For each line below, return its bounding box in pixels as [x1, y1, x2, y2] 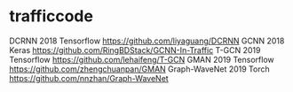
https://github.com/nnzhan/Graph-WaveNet [9, 73, 169, 83]
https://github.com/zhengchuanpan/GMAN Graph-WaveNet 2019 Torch [9, 64, 271, 74]
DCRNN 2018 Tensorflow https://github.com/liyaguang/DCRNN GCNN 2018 [9, 35, 285, 46]
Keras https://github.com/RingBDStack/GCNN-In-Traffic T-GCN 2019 [9, 44, 261, 55]
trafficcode [9, 6, 93, 27]
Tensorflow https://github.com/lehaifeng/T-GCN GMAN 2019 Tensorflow [9, 54, 274, 65]
